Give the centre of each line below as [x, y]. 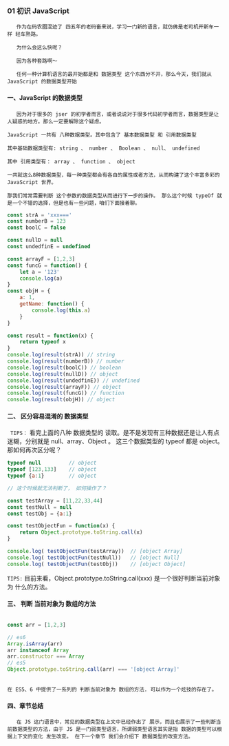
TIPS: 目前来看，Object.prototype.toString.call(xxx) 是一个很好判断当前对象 [114, 578]
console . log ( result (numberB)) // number [66, 361]
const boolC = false [37, 228]
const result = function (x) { [51, 336]
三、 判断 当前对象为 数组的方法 [52, 604]
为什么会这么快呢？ [40, 48]
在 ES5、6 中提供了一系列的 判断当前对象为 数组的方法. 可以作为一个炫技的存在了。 [112, 689]
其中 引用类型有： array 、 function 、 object [71, 161]
